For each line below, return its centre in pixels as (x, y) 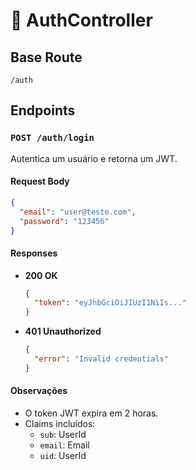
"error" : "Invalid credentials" (101, 359)
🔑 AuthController (81, 20)
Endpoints (43, 110)
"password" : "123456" (64, 221)
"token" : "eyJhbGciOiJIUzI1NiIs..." (110, 303)
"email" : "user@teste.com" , (78, 212)
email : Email (64, 445)
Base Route (46, 57)
